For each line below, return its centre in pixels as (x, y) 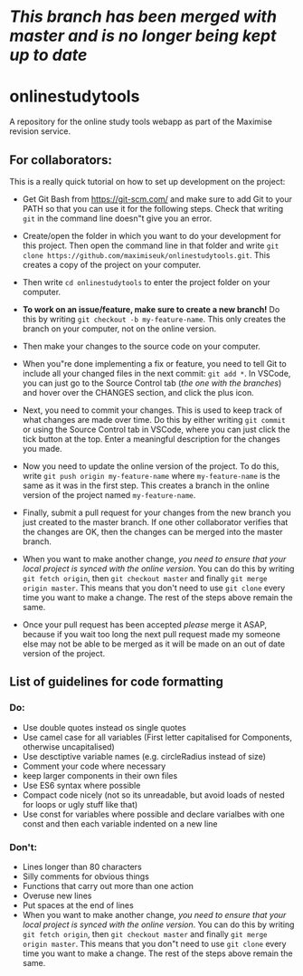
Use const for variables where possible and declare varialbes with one (153, 814)
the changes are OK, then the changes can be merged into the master (152, 531)
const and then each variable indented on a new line (120, 823)
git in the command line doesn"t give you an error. (117, 218)
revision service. (40, 131)
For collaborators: (61, 160)
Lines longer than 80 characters (82, 866)
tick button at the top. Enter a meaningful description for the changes (151, 439)
